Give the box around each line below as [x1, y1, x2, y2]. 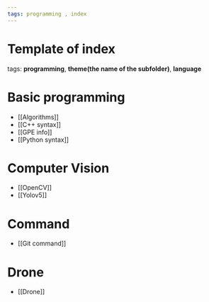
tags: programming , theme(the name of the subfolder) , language [7, 65, 202, 73]
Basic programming [7, 89, 125, 105]
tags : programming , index [7, 10, 87, 18]
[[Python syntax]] [17, 135, 69, 144]
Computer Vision [7, 160, 110, 176]
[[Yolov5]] [17, 191, 47, 199]
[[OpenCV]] [17, 184, 52, 192]
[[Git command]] [17, 239, 67, 248]
